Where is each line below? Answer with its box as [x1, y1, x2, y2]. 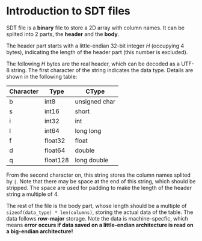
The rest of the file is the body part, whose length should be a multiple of [6, 202, 188, 209]
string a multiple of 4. [6, 191, 59, 198]
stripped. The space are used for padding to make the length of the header [6, 184, 192, 191]
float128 [44, 156, 69, 164]
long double [75, 156, 109, 164]
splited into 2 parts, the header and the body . [6, 30, 120, 37]
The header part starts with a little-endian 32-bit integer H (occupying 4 [6, 42, 185, 49]
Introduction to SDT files [6, 4, 130, 18]
